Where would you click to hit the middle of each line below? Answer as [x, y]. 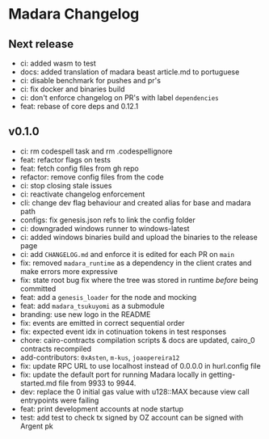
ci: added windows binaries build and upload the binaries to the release [139, 237]
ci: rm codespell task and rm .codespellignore [96, 151]
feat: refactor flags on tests [65, 159]
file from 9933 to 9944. [97, 383]
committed [38, 289]
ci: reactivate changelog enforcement [82, 194]
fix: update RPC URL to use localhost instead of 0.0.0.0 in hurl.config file [140, 365]
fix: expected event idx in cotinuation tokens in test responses [123, 331]
